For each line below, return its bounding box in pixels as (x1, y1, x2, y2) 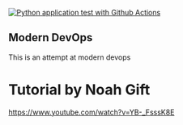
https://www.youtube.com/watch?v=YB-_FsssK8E (8, 107, 175, 117)
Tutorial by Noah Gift (8, 81, 151, 98)
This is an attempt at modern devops (8, 52, 131, 62)
